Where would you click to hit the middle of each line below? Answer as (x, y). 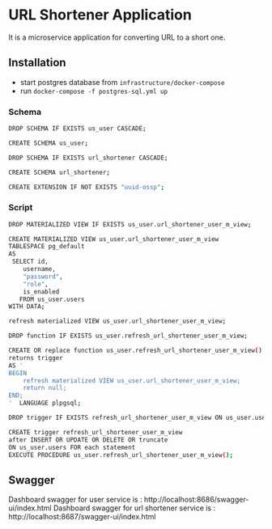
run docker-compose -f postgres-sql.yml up (94, 91)
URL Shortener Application (100, 15)
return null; (45, 388)
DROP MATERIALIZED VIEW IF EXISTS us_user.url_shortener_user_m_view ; (130, 224)
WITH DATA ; (27, 307)
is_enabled (41, 292)
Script (21, 208)
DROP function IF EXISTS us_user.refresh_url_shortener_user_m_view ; (128, 336)
